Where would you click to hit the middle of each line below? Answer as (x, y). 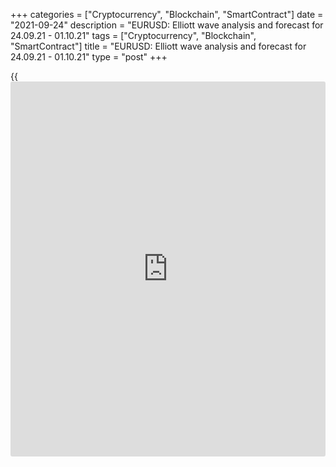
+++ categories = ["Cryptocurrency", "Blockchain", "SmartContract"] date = (167, 14)
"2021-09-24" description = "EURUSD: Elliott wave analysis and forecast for (167, 25)
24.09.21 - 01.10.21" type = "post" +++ (89, 57)
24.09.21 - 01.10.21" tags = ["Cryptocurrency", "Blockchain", (133, 35)
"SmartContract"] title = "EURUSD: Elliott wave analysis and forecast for (158, 46)
